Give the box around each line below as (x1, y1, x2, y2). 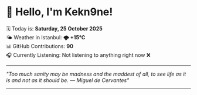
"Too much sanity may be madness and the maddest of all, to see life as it (6, 70, 186, 77)
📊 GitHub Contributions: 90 (6, 42, 74, 49)
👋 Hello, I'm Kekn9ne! (6, 5, 113, 19)
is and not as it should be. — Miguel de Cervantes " (6, 76, 130, 84)
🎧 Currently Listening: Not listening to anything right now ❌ (6, 51, 151, 58)
